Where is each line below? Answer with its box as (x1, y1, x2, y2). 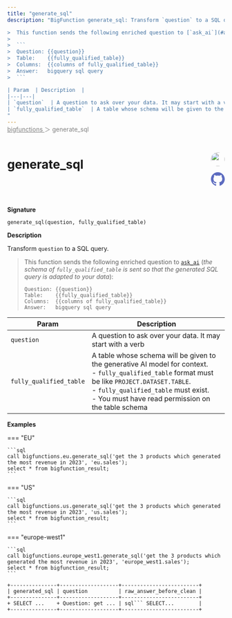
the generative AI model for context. (91, 359, 209, 368)
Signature (7, 205, 37, 214)
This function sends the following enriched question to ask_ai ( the (23, 257, 213, 266)
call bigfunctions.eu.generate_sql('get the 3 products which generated (7, 453, 221, 460)
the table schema (91, 402, 148, 412)
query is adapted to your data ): (23, 272, 114, 281)
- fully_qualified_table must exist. (91, 385, 209, 395)
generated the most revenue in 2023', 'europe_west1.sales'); (7, 558, 190, 565)
